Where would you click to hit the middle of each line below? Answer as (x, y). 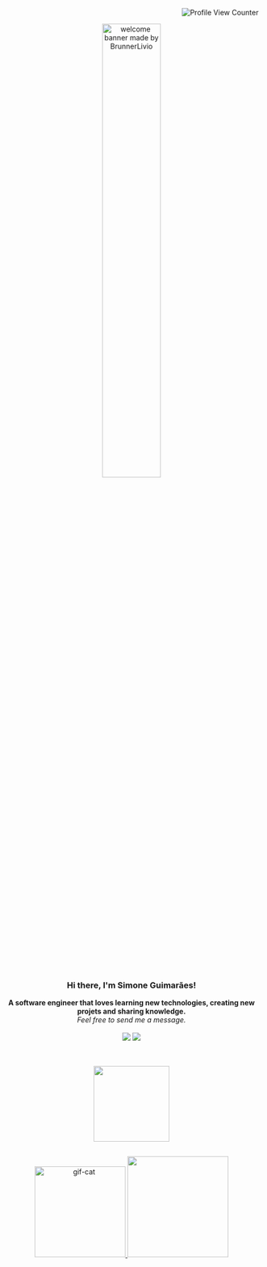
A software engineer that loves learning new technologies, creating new (131, 1003)
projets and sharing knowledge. (131, 1011)
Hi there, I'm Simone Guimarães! (131, 985)
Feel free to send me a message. (131, 1020)
